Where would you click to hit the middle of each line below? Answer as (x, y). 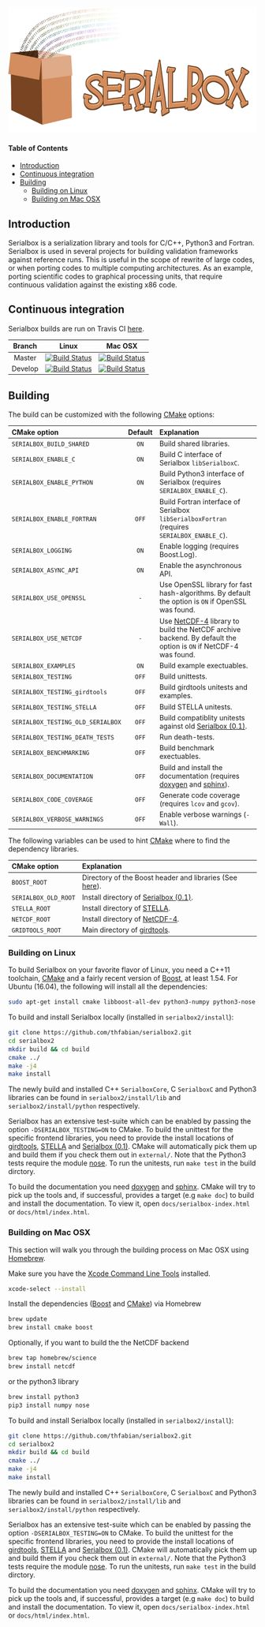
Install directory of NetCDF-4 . (131, 919)
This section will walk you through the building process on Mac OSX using (129, 1250)
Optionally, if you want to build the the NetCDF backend (99, 1343)
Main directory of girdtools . (126, 930)
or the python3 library (43, 1381)
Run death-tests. (187, 737)
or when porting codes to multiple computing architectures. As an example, (131, 268)
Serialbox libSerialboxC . (199, 463)
